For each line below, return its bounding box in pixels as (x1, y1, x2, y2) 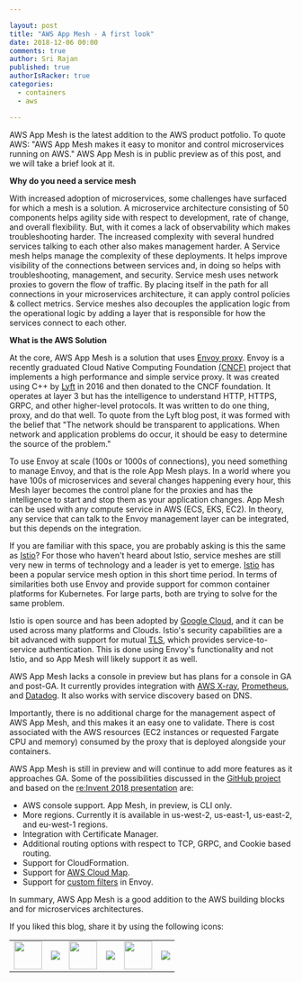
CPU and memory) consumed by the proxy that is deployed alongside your (9, 736, 286, 747)
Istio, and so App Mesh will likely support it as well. (9, 653, 198, 664)
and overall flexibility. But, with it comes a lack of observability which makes (9, 222, 290, 232)
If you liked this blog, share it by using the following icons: (9, 921, 225, 932)
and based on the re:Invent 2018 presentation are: (9, 782, 194, 793)
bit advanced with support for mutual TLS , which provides (9, 634, 225, 645)
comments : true (9, 46, 67, 55)
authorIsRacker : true (9, 71, 91, 81)
